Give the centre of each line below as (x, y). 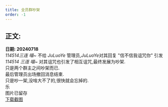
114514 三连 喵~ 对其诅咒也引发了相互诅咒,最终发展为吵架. (65, 62)
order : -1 (16, 15)
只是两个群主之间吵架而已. (33, 68)
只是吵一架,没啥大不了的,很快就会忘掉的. (47, 80)
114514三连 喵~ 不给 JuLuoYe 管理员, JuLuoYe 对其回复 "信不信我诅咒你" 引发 (84, 55)
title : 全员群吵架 (23, 10)
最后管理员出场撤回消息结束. (35, 74)
